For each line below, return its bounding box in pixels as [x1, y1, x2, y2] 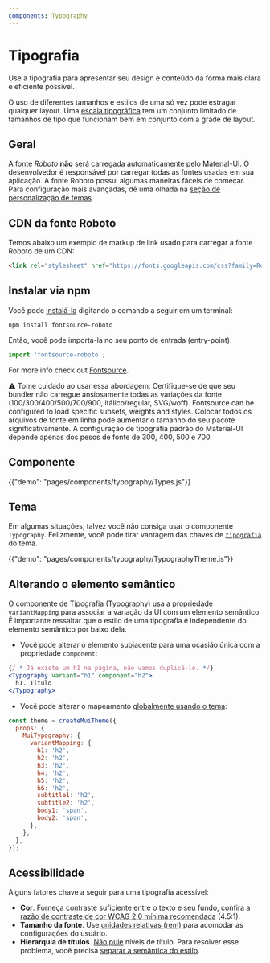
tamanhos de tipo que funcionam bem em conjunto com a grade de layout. [8, 114, 256, 124]
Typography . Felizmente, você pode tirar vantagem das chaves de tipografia [8, 530, 262, 540]
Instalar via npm [8, 284, 91, 298]
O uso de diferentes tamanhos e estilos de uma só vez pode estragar [8, 97, 237, 107]
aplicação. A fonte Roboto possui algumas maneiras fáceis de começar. [8, 176, 246, 186]
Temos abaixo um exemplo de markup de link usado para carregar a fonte [8, 238, 253, 248]
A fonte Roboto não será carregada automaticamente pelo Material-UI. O [8, 158, 250, 169]
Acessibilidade [8, 866, 84, 879]
